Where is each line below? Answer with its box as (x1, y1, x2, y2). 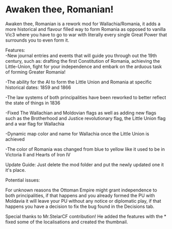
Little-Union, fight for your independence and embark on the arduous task (5, 63, 162, 69)
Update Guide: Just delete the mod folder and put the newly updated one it (5, 161, 164, 168)
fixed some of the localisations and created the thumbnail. (5, 219, 128, 225)
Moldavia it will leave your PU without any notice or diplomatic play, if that (5, 198, 161, 204)
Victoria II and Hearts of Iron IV (5, 151, 71, 157)
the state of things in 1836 (5, 99, 61, 106)
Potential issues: (5, 177, 40, 183)
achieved (5, 136, 25, 142)
